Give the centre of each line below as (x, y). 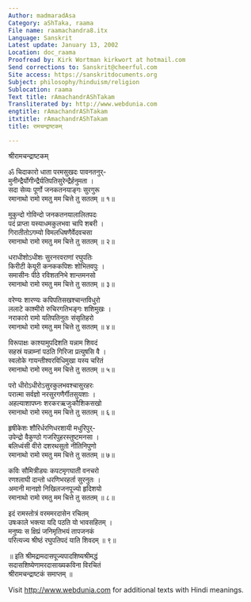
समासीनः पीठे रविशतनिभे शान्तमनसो (52, 275)
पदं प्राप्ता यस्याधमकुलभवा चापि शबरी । (56, 223)
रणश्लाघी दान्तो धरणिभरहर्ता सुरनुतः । (55, 479)
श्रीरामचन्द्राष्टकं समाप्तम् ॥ (40, 573)
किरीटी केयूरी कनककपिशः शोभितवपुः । (57, 266)
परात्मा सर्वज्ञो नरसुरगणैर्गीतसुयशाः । (52, 394)
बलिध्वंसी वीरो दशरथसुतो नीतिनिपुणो (52, 446)
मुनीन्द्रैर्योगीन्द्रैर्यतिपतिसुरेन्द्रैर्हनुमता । (51, 180)
